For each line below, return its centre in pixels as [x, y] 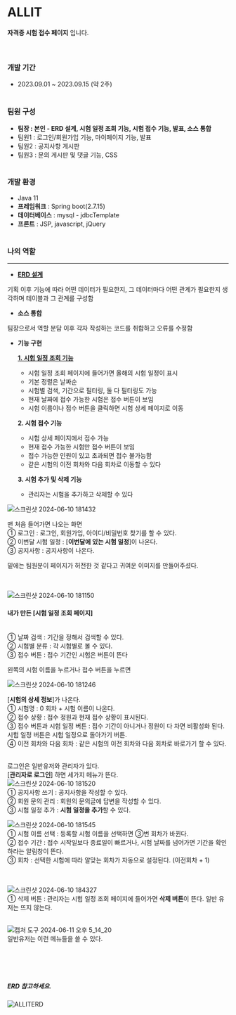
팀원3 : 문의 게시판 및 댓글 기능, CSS [67, 155]
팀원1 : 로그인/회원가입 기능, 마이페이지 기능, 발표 [84, 137]
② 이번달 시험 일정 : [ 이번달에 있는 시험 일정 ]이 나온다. [83, 542]
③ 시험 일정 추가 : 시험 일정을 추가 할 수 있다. [69, 810]
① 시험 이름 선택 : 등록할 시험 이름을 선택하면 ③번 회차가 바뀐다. [98, 834]
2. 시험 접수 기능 [40, 423]
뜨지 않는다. [36, 907]
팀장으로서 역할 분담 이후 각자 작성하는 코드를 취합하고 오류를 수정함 [100, 328]
